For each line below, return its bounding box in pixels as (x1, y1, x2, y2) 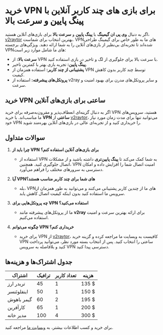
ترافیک (36, 272, 50, 279)
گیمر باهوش (7, 296, 33, 303)
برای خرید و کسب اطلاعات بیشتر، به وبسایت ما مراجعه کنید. (5, 324, 114, 331)
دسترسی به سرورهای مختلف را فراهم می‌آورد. (19, 166, 103, 172)
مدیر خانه (7, 312, 27, 319)
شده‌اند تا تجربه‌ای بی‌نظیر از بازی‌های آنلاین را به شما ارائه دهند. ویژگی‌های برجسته (5, 41, 153, 47)
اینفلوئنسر (7, 288, 28, 295)
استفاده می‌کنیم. (19, 214, 49, 220)
